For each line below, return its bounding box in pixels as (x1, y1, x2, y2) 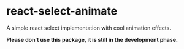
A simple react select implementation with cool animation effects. (6, 24, 172, 31)
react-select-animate (6, 4, 118, 18)
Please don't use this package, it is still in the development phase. (6, 36, 178, 43)
